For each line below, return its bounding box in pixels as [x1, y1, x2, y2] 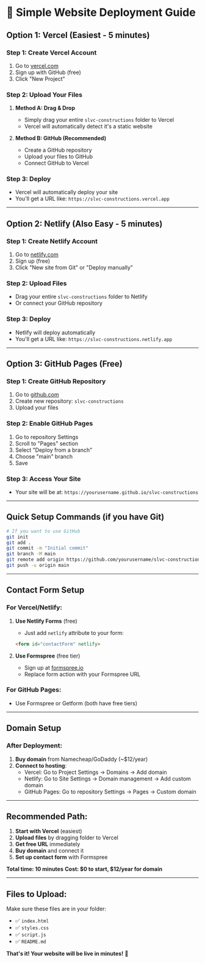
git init [6, 534, 29, 540]
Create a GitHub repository [24, 146, 93, 154]
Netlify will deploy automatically [15, 329, 96, 336]
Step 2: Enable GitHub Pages [6, 419, 93, 428]
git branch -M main [6, 551, 56, 557]
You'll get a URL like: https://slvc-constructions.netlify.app [15, 335, 173, 342]
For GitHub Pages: [6, 686, 62, 694]
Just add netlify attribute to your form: [24, 629, 124, 636]
